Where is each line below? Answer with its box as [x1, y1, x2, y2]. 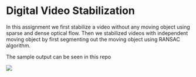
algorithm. [6, 42, 31, 49]
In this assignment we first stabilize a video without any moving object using [6, 23, 191, 30]
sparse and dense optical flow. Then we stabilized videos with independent [6, 29, 188, 36]
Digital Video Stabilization [6, 4, 135, 17]
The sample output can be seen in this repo [6, 53, 111, 60]
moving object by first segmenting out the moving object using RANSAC [6, 36, 181, 43]
